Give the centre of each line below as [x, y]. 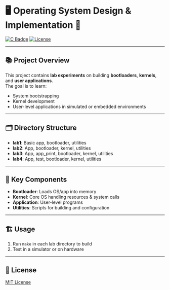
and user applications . [29, 81]
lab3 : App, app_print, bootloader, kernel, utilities [63, 153]
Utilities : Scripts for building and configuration [61, 208]
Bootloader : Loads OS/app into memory [54, 192]
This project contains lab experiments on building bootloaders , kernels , [81, 75]
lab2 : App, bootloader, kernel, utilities [52, 148]
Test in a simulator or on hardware [48, 249]
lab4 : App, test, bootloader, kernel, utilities [57, 159]
